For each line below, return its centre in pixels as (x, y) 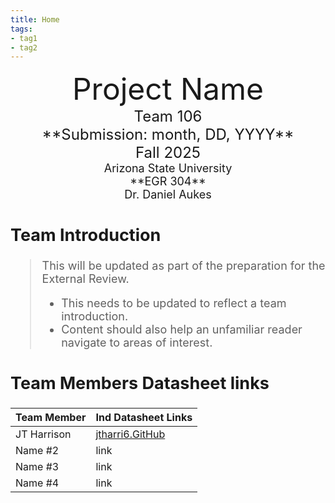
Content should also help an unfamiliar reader (182, 329)
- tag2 (24, 47)
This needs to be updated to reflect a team (174, 303)
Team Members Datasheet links (140, 383)
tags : (21, 29)
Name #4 (37, 483)
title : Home (35, 19)
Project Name (168, 89)
